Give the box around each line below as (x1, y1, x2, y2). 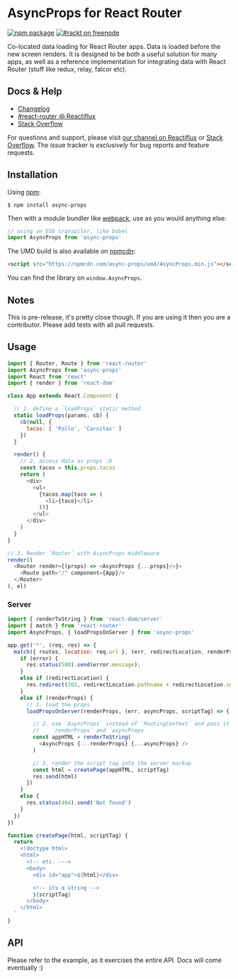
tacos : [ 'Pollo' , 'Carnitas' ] (25, 425, 122, 432)
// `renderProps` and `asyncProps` (33, 727, 147, 734)
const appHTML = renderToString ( (33, 733, 132, 741)
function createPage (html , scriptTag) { (7, 832, 129, 839)
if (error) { (20, 655, 59, 662)
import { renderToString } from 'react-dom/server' (7, 616, 163, 623)
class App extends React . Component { (7, 393, 119, 400)
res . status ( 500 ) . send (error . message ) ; (25, 662, 141, 669)
